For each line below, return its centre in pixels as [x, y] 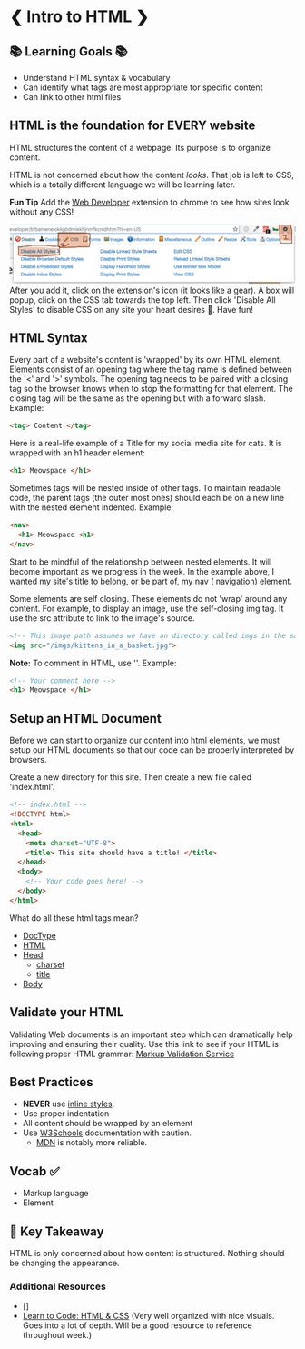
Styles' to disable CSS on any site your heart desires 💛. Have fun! [132, 309]
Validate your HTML [67, 1012]
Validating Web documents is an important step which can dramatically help [151, 1034]
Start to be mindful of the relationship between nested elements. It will [141, 562]
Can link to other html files [72, 97]
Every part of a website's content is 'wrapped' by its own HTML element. [146, 360]
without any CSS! [42, 212]
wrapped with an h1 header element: [77, 453]
